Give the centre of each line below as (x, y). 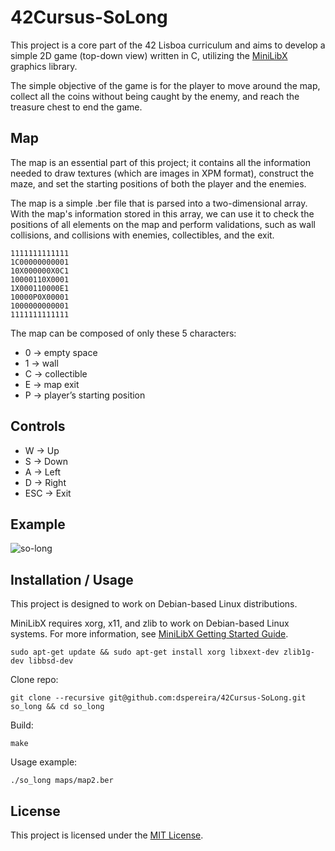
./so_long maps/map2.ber (62, 781)
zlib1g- (299, 652)
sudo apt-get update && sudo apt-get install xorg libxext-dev (145, 652)
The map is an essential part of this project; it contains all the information (161, 162)
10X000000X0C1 (40, 271)
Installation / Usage (72, 579)
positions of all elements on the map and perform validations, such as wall (163, 224)
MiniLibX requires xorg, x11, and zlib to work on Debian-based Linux (150, 623)
